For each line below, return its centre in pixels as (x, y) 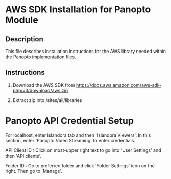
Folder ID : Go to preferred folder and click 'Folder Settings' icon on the (80, 165)
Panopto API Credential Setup (70, 121)
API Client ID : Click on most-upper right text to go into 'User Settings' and (83, 150)
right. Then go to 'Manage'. (34, 171)
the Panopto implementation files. (41, 57)
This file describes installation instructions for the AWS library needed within (86, 51)
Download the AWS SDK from (44, 85)
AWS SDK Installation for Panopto (78, 9)
